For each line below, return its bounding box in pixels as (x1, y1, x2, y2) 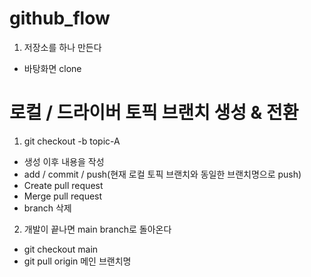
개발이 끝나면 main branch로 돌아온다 (23, 223, 172, 235)
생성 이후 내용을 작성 (23, 155, 105, 167)
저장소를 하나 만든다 (23, 41, 102, 53)
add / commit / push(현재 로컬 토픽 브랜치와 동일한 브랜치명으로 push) (23, 168, 302, 180)
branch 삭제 (23, 202, 72, 214)
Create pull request (23, 179, 104, 191)
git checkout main (23, 243, 99, 255)
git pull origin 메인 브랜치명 (23, 255, 132, 267)
